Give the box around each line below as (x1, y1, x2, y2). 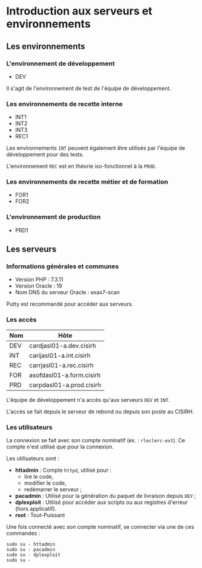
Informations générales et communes (6, 262, 119, 271)
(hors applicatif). (15, 505, 57, 512)
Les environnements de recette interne (6, 100, 123, 108)
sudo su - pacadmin (6, 547, 56, 553)
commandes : (6, 530, 41, 537)
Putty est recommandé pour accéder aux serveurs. (6, 300, 134, 308)
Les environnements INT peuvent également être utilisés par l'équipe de (6, 144, 186, 152)
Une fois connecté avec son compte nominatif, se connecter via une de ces (6, 523, 195, 531)
